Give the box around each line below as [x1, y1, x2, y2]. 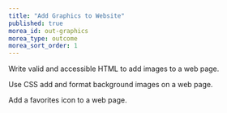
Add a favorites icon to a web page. [8, 95, 127, 105]
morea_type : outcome [8, 34, 79, 43]
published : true [8, 19, 63, 27]
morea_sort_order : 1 [8, 42, 79, 50]
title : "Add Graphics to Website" [8, 11, 126, 20]
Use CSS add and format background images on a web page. [8, 80, 213, 90]
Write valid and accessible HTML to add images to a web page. [8, 64, 220, 73]
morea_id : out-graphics [8, 27, 89, 35]
